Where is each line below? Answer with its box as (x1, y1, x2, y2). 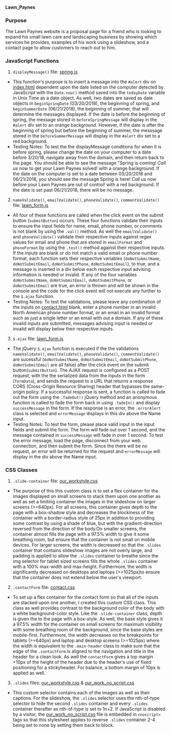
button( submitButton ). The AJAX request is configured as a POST (12, 367, 150, 373)
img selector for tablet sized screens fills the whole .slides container (12, 558, 158, 564)
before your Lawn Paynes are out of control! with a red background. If (12, 181, 159, 188)
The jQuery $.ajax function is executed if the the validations (12, 345, 139, 351)
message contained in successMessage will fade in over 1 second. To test (12, 432, 163, 438)
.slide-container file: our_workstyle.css (12, 478, 98, 484)
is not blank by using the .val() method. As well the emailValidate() (12, 228, 157, 234)
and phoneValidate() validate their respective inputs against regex (12, 234, 152, 240)
